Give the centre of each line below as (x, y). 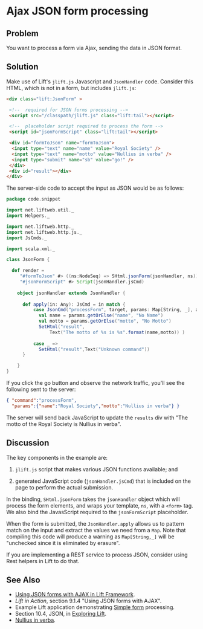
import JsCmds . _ (27, 238)
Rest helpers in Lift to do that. (43, 561)
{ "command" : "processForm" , (42, 401)
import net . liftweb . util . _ (40, 210)
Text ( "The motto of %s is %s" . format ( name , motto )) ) (117, 332)
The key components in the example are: (57, 457)
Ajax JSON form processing (78, 11)
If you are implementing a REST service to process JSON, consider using (97, 555)
